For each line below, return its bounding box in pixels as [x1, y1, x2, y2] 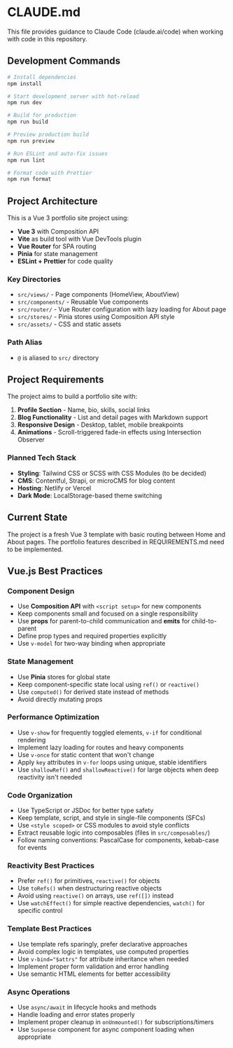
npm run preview [7, 137, 55, 144]
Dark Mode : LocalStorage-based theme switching [17, 491, 162, 500]
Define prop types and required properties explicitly [17, 632, 167, 640]
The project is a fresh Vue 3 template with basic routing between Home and [7, 530, 226, 539]
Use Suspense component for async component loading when [17, 1026, 195, 1034]
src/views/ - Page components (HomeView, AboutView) [17, 290, 180, 299]
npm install [7, 80, 42, 87]
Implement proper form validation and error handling [17, 962, 169, 970]
